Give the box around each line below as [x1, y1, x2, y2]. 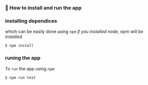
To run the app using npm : [5, 65, 55, 71]
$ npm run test [5, 75, 36, 80]
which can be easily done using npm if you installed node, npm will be [5, 29, 144, 35]
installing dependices [5, 17, 57, 24]
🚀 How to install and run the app [5, 4, 82, 11]
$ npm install [5, 43, 34, 48]
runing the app [5, 55, 40, 62]
